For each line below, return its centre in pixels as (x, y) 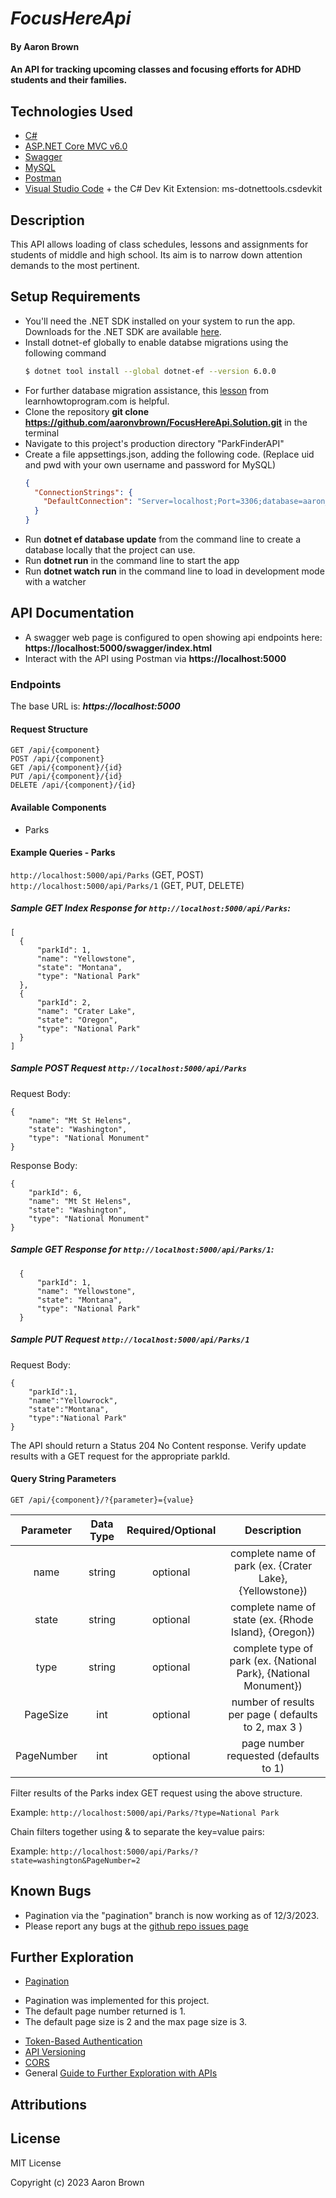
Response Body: (44, 1165)
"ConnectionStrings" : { (83, 492)
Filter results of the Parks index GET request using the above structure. (156, 1793)
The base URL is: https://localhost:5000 (95, 706)
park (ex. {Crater (273, 1565)
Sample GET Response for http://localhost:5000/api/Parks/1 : (142, 1249)
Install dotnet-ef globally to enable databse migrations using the (156, 342)
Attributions (49, 2104)
